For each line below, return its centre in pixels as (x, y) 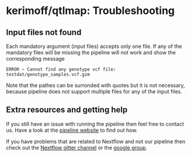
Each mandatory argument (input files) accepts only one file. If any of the (94, 46)
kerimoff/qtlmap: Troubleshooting (91, 11)
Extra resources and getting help (67, 110)
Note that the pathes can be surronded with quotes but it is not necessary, (95, 85)
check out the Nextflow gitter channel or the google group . (77, 148)
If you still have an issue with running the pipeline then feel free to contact (95, 124)
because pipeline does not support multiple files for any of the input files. (94, 91)
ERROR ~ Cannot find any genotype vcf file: (61, 69)
